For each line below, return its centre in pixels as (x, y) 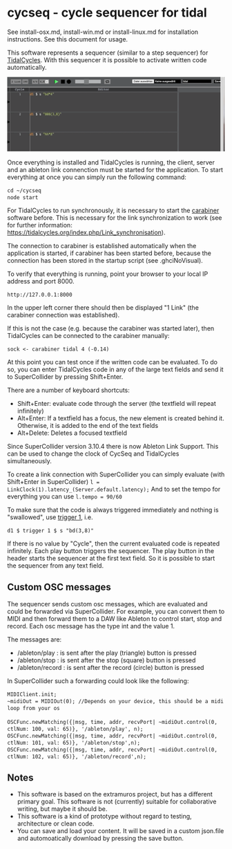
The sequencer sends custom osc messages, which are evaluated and (108, 604)
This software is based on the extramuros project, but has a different (115, 794)
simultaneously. (29, 460)
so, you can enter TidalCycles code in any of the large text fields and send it (115, 369)
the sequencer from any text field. (56, 566)
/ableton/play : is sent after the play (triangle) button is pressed (107, 653)
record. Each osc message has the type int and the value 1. (91, 626)
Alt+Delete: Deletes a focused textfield (72, 433)
